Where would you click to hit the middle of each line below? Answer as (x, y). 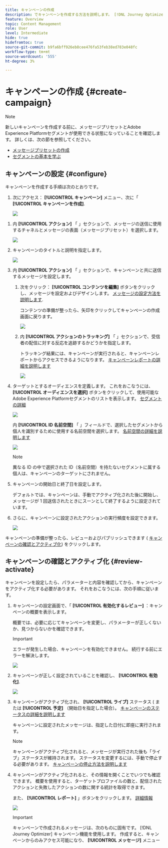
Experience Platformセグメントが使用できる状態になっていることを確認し (81, 133)
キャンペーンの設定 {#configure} (56, 174)
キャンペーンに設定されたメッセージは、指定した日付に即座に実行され (84, 725)
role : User (16, 29)
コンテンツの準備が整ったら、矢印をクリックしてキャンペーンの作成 (90, 310)
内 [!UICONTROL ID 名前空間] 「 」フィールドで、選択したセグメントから (87, 425)
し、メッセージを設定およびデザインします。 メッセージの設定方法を (90, 293)
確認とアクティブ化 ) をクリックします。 (63, 544)
